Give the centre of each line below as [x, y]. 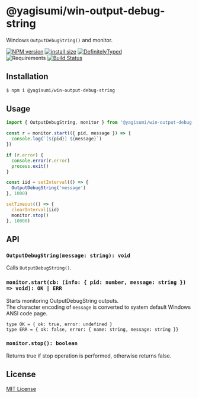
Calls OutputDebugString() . [39, 268]
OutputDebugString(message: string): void [68, 255]
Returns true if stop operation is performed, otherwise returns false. [89, 356]
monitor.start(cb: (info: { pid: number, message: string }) [96, 283]
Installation [27, 76]
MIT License [21, 388]
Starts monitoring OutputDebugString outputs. [62, 300]
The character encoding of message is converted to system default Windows [99, 307]
